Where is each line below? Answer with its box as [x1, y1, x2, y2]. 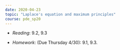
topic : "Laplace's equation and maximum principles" [5, 12, 116, 17]
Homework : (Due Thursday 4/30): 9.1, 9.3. [12, 40, 98, 46]
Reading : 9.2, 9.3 [12, 30, 47, 36]
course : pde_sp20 [5, 16, 41, 21]
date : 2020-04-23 [5, 7, 41, 12]
